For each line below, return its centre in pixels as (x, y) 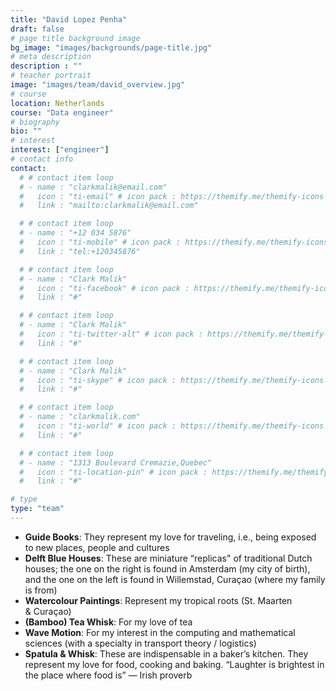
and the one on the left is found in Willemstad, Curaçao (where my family (175, 579)
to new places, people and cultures (97, 547)
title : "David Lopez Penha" (69, 19)
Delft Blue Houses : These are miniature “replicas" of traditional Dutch (168, 558)
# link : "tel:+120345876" (80, 251)
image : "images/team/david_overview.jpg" (98, 85)
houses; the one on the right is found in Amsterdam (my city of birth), (167, 568)
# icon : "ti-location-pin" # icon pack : (113, 472)
